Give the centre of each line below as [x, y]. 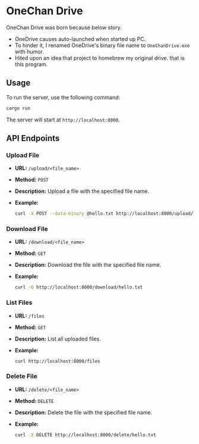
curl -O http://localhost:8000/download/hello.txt [79, 287]
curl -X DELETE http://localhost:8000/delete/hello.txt [85, 435]
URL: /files [29, 315]
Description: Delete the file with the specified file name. [83, 412]
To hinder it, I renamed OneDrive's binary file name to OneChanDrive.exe [102, 45]
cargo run [18, 108]
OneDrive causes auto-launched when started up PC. [80, 39]
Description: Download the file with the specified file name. [88, 265]
